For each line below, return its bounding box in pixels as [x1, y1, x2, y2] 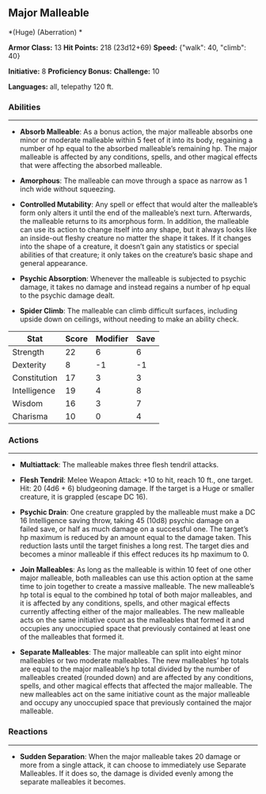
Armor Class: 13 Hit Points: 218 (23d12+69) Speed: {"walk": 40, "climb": [8, 43, 247, 52]
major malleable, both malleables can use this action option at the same [19, 573, 253, 583]
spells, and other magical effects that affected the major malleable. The [19, 681, 253, 691]
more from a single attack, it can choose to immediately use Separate [19, 760, 247, 769]
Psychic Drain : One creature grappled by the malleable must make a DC [19, 507, 256, 517]
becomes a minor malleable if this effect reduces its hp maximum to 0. [19, 549, 249, 559]
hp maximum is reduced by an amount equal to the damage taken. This [19, 533, 252, 542]
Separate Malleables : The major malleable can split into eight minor [19, 648, 241, 657]
